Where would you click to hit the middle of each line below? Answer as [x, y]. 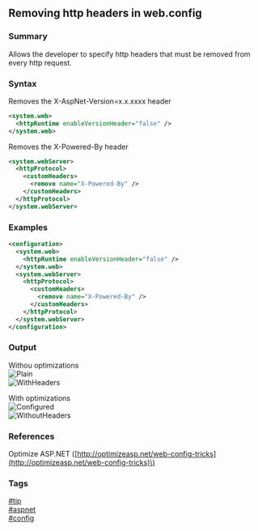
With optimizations [40, 398]
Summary [28, 36]
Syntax [23, 83]
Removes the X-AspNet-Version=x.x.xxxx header [90, 101]
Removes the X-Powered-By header [68, 147]
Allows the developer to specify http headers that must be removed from [129, 54]
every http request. [40, 62]
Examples [28, 227]
